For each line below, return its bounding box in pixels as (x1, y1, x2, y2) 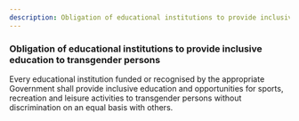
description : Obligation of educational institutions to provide (9, 12, 256, 22)
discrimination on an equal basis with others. (9, 101, 174, 112)
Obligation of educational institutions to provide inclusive (9, 42, 263, 54)
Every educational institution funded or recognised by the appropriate (9, 73, 265, 85)
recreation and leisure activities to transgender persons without (9, 93, 242, 103)
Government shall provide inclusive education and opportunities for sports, (9, 83, 284, 93)
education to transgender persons (9, 53, 161, 66)
